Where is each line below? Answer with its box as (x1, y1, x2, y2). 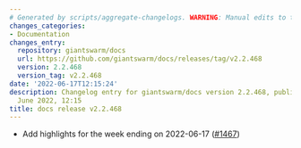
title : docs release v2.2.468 (9, 104, 123, 113)
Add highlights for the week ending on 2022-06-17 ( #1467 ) (21, 128, 240, 139)
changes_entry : (9, 37, 66, 47)
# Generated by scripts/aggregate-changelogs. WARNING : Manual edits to (9, 12, 287, 22)
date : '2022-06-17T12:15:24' (9, 79, 118, 88)
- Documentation (9, 29, 70, 38)
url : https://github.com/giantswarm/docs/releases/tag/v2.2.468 (17, 54, 262, 63)
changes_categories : (9, 21, 87, 30)
